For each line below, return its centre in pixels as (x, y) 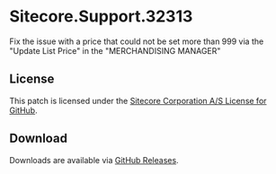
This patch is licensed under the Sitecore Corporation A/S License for (138, 100)
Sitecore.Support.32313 (101, 17)
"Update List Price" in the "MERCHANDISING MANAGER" (115, 50)
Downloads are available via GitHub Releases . (94, 160)
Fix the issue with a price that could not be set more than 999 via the (137, 41)
